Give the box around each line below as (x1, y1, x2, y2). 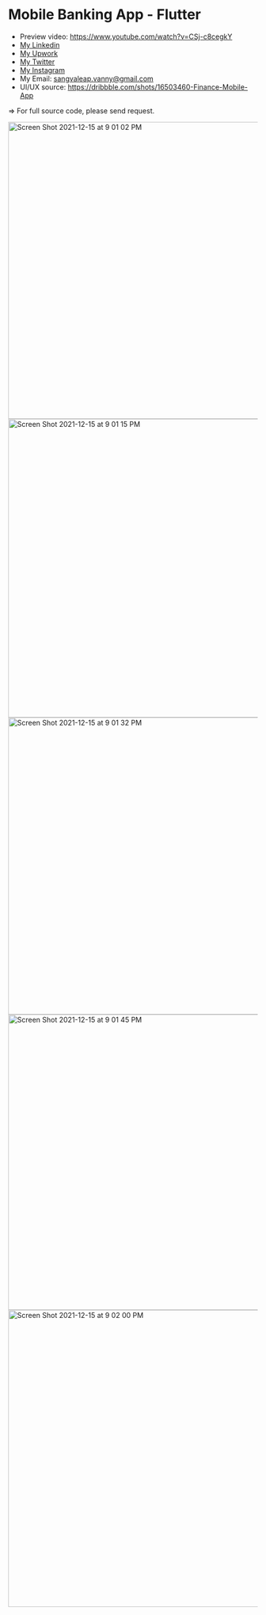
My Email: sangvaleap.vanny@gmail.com (19, 74, 154, 83)
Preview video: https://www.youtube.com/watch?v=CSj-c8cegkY (19, 32, 233, 41)
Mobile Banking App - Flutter (8, 6, 202, 24)
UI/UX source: (19, 82, 66, 92)
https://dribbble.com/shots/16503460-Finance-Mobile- (67, 82, 248, 92)
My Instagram (19, 65, 66, 74)
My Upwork (19, 48, 58, 58)
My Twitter (19, 57, 55, 67)
